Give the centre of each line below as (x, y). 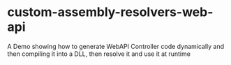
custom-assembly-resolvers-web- (110, 12)
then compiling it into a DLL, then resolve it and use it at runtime (99, 54)
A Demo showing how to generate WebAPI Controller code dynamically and (116, 46)
